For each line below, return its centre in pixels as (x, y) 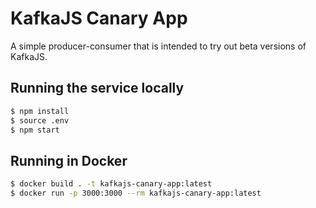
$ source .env (40, 120)
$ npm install (40, 111)
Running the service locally (97, 88)
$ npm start (35, 130)
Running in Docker (69, 160)
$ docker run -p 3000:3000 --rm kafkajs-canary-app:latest (136, 193)
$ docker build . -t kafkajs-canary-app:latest (111, 184)
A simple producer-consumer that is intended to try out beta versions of (158, 46)
